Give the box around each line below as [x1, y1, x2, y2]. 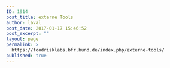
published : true [6, 53, 47, 59]
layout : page [6, 36, 39, 42]
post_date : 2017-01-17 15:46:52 [6, 25, 87, 31]
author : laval [6, 20, 42, 25]
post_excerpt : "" [6, 31, 50, 37]
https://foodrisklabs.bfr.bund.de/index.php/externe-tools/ [11, 47, 165, 53]
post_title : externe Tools [6, 14, 74, 20]
